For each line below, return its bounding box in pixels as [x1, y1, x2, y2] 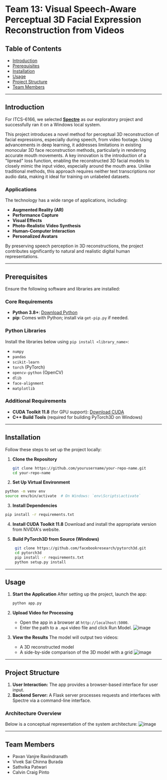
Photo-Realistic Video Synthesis [12, 223, 81, 229]
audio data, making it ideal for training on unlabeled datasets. [5, 173, 131, 180]
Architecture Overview [5, 710, 62, 717]
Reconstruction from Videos [5, 25, 125, 36]
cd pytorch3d [14, 550, 42, 555]
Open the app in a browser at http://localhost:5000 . [19, 619, 129, 625]
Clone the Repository [12, 456, 57, 462]
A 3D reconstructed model [19, 644, 75, 650]
